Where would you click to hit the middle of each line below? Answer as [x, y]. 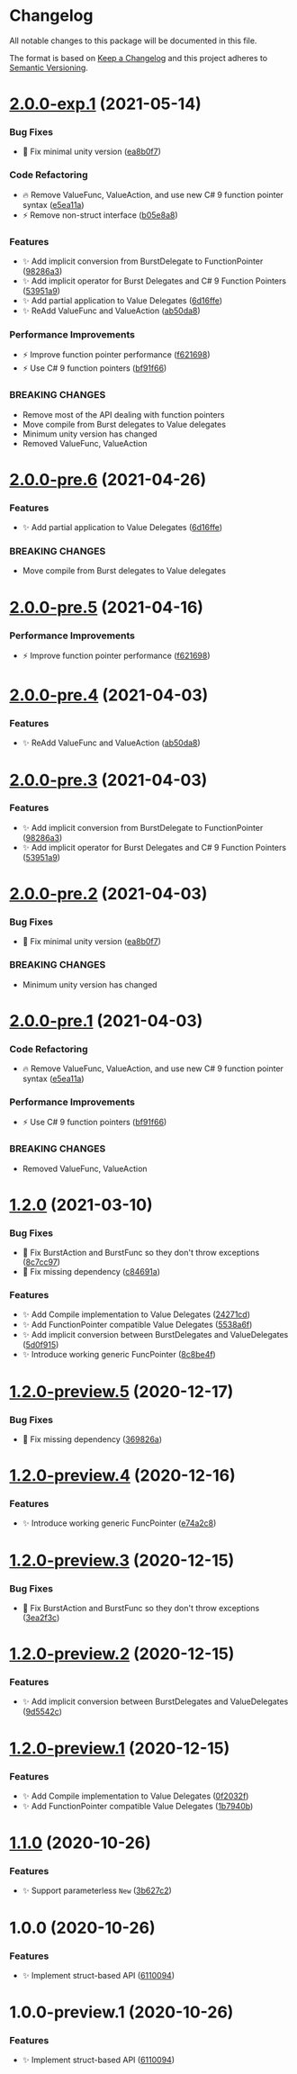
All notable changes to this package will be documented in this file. [133, 41]
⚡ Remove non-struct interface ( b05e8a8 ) [100, 215]
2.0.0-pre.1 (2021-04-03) [106, 1020]
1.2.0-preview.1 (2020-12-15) [120, 1748]
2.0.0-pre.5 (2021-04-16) [107, 607]
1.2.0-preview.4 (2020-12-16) [122, 1476]
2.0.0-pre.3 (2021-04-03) [108, 780]
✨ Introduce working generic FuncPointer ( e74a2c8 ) [119, 1523]
